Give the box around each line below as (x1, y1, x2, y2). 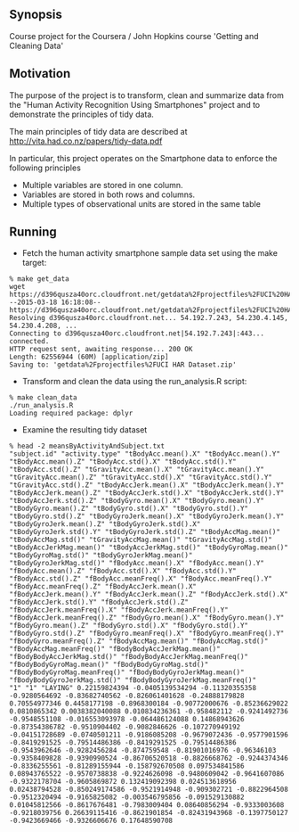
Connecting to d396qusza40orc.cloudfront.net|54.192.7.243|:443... (9, 329, 265, 338)
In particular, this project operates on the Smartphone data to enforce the (9, 152, 278, 163)
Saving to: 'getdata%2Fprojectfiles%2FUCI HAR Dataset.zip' (9, 360, 238, 369)
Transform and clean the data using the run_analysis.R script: (21, 376, 247, 387)
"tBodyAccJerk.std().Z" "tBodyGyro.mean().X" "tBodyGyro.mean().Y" (9, 497, 265, 506)
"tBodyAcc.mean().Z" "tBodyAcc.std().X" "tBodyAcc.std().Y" (9, 457, 238, 466)
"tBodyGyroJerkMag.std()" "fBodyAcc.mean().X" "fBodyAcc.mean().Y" (9, 559, 265, 568)
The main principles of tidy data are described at (9, 126, 189, 136)
